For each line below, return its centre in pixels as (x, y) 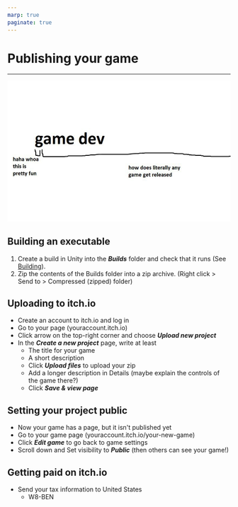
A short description (56, 358)
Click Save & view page (63, 388)
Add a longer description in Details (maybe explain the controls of (124, 373)
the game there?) (53, 381)
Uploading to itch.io (52, 303)
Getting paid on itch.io (57, 472)
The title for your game (62, 351)
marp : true (23, 15)
